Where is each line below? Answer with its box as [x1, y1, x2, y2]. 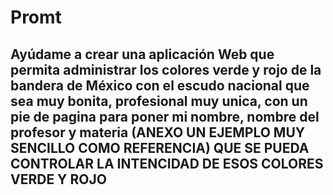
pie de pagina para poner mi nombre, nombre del [10, 108, 320, 125]
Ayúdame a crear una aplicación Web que [10, 46, 275, 63]
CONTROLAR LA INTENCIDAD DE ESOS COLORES [10, 155, 324, 172]
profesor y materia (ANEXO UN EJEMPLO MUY [10, 124, 306, 141]
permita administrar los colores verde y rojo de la [10, 61, 322, 78]
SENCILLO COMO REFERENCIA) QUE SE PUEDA [10, 139, 310, 156]
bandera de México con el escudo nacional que [10, 77, 310, 94]
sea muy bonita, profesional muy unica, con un [10, 92, 308, 110]
